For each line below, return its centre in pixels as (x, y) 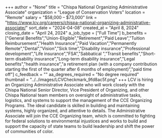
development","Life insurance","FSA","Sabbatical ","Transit (63, 54)
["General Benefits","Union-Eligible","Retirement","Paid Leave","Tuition (75, 38)
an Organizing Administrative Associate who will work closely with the (75, 85)
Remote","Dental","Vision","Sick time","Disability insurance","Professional (78, 49)
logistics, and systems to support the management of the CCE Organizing (79, 100)
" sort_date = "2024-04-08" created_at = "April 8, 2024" (82, 28)
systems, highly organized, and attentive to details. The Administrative (75, 111)
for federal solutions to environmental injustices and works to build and (76, 121)
